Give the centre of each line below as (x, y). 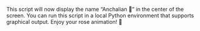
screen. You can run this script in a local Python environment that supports (100, 15)
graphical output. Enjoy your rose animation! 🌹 (64, 22)
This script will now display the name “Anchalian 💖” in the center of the (95, 9)
